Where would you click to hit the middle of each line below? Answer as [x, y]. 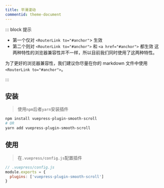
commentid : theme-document [33, 14]
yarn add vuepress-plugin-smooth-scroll [48, 128]
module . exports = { [25, 172]
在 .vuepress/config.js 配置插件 [50, 157]
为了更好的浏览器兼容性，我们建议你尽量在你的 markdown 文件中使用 [76, 63]
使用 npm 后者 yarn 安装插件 [43, 109]
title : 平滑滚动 [20, 10]
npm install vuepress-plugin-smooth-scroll [51, 119]
